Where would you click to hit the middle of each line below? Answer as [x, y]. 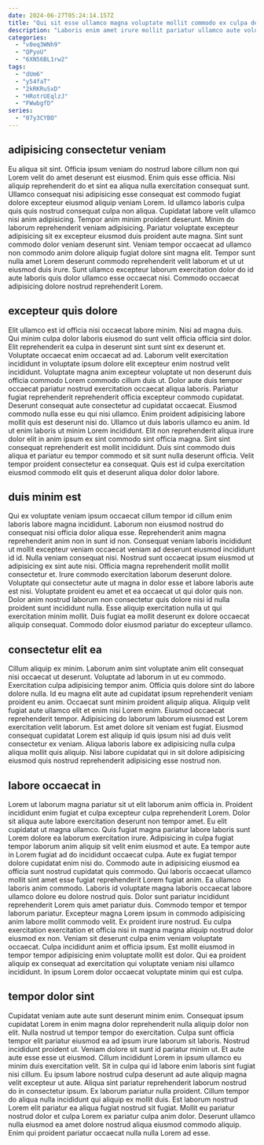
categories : [27, 37]
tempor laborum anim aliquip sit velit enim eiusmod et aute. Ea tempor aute [129, 846]
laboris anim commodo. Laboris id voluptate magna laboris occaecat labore [130, 888]
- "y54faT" [33, 81]
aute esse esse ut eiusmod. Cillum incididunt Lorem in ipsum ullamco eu [125, 1058]
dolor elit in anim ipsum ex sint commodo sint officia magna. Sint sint [119, 439]
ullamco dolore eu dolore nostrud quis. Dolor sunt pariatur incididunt [119, 896]
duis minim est [45, 497]
